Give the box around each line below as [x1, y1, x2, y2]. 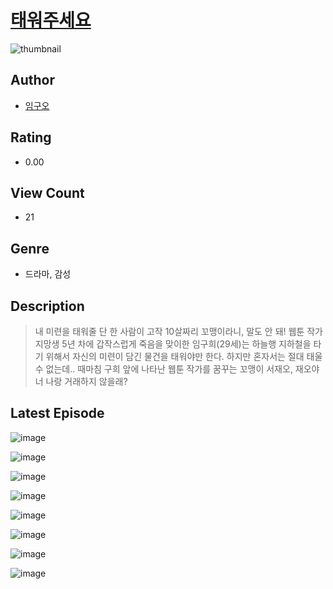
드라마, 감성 [24, 268, 72, 280]
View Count [10, 184, 85, 201]
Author [10, 72, 55, 89]
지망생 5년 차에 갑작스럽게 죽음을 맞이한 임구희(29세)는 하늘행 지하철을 [34, 338, 312, 350]
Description [10, 297, 85, 315]
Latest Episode [10, 405, 105, 422]
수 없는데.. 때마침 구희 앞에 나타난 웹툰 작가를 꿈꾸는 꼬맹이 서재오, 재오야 [34, 363, 320, 375]
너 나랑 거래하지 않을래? [34, 376, 128, 387]
